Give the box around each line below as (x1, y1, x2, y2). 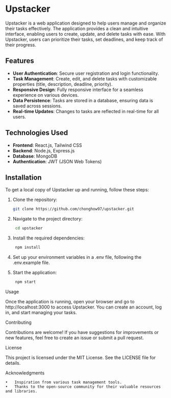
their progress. (5, 41, 37, 48)
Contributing (5, 319, 32, 325)
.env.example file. (12, 259, 50, 266)
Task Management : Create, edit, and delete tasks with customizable (12, 75, 157, 82)
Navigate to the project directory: (12, 216, 83, 222)
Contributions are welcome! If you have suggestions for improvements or (5, 329, 159, 335)
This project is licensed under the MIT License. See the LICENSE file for (5, 354, 156, 361)
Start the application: (12, 270, 57, 275)
